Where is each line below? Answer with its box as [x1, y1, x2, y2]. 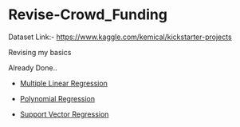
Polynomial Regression [19, 93, 96, 103]
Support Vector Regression [19, 109, 109, 119]
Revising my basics [8, 47, 72, 57]
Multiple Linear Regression [19, 78, 108, 88]
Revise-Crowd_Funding [8, 6, 167, 24]
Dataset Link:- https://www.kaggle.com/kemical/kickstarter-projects [8, 32, 233, 42]
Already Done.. [8, 62, 57, 73]
